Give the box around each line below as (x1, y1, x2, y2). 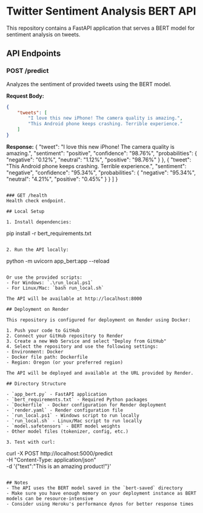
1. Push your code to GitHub (6, 327, 80, 333)
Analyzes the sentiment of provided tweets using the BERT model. (6, 80, 171, 87)
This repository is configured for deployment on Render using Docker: (6, 317, 191, 323)
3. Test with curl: (6, 439, 56, 445)
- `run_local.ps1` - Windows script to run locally (6, 412, 139, 418)
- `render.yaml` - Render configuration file (6, 407, 123, 413)
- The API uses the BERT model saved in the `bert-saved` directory (6, 484, 183, 491)
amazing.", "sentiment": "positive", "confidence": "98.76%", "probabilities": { (6, 149, 198, 157)
